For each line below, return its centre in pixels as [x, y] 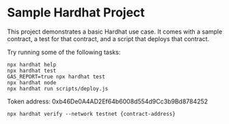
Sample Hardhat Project [76, 13]
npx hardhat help [32, 64]
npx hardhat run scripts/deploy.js [58, 88]
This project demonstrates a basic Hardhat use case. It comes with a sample [115, 32]
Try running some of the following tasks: [64, 52]
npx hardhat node [32, 83]
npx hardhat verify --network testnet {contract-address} [91, 114]
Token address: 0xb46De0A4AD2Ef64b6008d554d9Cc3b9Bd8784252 [108, 101]
